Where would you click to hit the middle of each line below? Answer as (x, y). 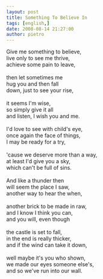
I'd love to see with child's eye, (45, 129)
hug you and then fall (33, 84)
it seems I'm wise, (29, 103)
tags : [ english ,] (28, 23)
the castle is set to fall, (34, 232)
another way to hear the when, (44, 193)
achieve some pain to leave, (41, 65)
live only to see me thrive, (38, 58)
